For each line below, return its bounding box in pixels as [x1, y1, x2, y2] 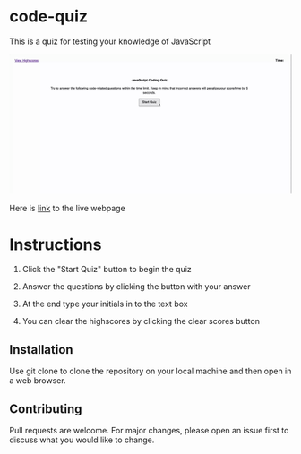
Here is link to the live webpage [9, 203, 125, 214]
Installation [9, 342, 73, 357]
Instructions [9, 235, 102, 254]
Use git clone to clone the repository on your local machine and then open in [9, 365, 292, 377]
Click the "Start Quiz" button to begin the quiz [21, 264, 193, 275]
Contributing [9, 401, 82, 416]
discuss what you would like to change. [9, 434, 155, 445]
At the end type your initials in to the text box [21, 298, 188, 310]
